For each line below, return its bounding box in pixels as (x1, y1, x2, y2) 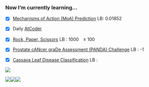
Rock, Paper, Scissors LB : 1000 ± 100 (12, 36, 95, 42)
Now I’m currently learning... (5, 4, 78, 11)
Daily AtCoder (12, 26, 42, 32)
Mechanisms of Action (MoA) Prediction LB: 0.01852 (12, 16, 122, 22)
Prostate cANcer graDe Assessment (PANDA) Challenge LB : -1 (12, 47, 144, 53)
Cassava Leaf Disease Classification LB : (12, 57, 98, 63)
